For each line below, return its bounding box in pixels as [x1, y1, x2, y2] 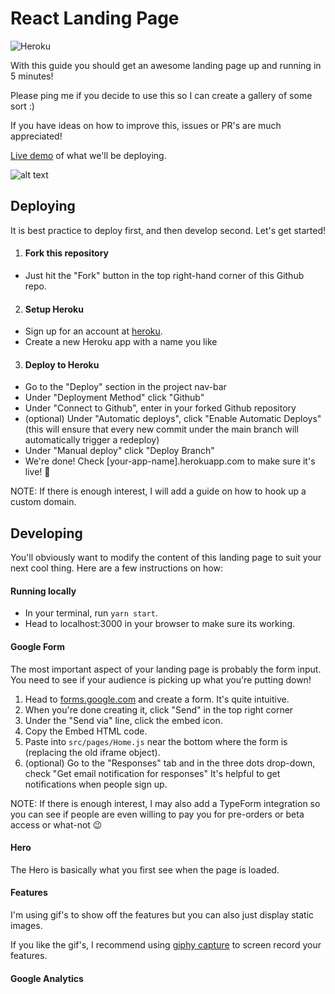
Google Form [10, 640, 65, 652]
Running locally [10, 585, 77, 597]
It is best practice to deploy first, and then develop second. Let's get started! [10, 224, 326, 236]
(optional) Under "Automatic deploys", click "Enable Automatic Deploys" [24, 413, 322, 425]
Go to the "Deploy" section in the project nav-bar [24, 381, 227, 393]
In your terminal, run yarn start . [24, 607, 158, 619]
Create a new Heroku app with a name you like [24, 336, 218, 348]
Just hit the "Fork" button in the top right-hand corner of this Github [24, 269, 305, 281]
